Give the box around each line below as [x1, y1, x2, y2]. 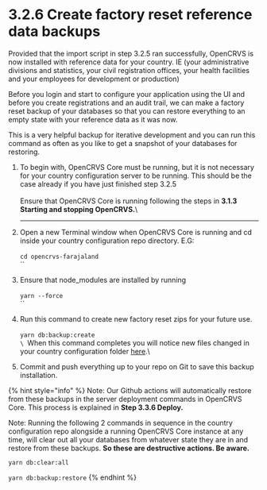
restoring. [8, 147, 41, 156]
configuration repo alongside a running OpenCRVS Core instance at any [8, 426, 244, 436]
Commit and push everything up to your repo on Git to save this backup [19, 361, 254, 371]
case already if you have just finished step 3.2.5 [19, 179, 177, 188]
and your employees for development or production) [8, 74, 180, 83]
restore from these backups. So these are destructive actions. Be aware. [8, 443, 250, 453]
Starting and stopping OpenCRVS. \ [19, 204, 138, 214]
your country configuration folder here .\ [19, 346, 151, 356]
